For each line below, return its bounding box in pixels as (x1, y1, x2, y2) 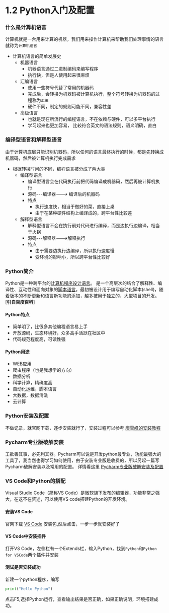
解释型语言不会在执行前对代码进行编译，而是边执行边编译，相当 (27, 222, 160, 228)
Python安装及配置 (5, 413, 49, 420)
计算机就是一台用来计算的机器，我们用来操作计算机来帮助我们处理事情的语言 (5, 36, 164, 42)
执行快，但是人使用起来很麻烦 (27, 72, 90, 78)
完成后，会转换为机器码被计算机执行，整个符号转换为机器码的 (27, 91, 156, 97)
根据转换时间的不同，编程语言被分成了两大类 (12, 166, 106, 172)
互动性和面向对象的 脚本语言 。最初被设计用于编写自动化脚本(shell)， (18, 287, 159, 293)
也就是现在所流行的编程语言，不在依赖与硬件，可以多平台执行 (27, 116, 156, 122)
